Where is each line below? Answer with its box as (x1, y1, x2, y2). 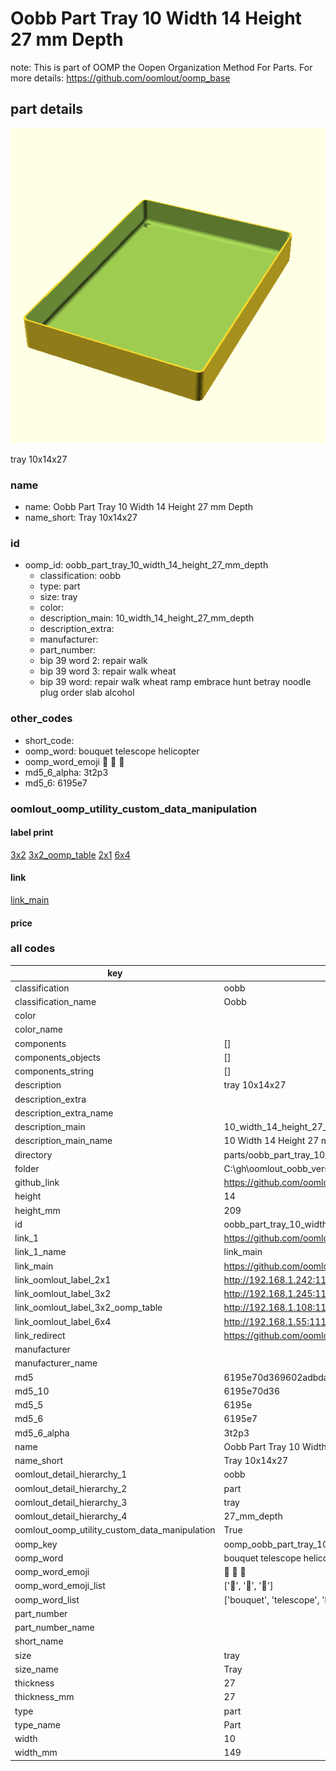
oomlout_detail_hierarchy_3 (14, 1496, 128, 1508)
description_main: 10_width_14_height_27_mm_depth (39, 612, 255, 624)
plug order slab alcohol (39, 687, 135, 699)
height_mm (14, 1204, 61, 1216)
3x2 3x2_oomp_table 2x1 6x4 (10, 848, 131, 861)
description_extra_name (14, 1107, 114, 1119)
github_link (14, 1177, 60, 1189)
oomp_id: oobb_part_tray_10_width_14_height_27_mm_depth (24, 559, 269, 571)
